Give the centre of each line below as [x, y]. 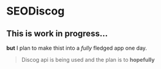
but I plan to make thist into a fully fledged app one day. [77, 48]
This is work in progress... [57, 34]
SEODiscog [36, 11]
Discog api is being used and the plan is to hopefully [88, 60]
